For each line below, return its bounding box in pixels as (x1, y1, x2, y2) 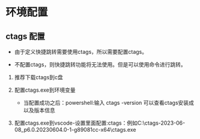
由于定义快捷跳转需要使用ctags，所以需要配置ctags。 (14, 49, 148, 55)
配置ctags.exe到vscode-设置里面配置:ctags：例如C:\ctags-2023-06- (14, 119, 186, 126)
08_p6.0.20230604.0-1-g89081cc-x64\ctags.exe (14, 126, 136, 133)
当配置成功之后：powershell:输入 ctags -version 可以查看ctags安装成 (23, 99, 195, 106)
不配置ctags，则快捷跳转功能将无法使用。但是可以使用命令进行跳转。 (14, 61, 187, 68)
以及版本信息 (23, 107, 55, 114)
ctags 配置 (5, 31, 46, 41)
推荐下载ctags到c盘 (14, 74, 64, 81)
